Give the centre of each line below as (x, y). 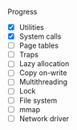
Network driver (44, 118)
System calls (40, 36)
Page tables (39, 46)
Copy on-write (43, 73)
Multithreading (43, 82)
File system (38, 100)
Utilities (32, 27)
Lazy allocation (44, 64)
